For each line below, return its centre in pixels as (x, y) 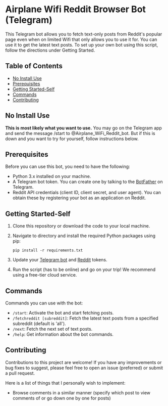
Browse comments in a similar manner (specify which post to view (81, 392)
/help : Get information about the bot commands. (63, 334)
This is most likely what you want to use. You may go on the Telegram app (84, 128)
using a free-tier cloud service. (45, 275)
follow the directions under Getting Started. (50, 50)
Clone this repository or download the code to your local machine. (81, 226)
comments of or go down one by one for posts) (62, 398)
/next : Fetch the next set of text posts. (52, 329)
